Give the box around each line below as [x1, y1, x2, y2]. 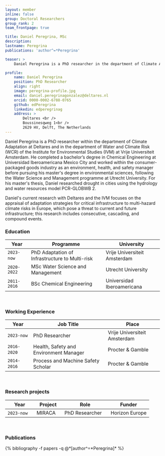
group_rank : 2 [5, 21, 34, 26]
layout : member [5, 7, 36, 12]
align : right [14, 84, 41, 89]
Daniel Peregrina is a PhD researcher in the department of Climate [14, 61, 157, 66]
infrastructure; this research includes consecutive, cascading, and [5, 211, 139, 216]
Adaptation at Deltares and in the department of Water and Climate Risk [5, 143, 150, 150]
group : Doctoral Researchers [5, 16, 65, 21]
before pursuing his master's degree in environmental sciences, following [5, 170, 154, 176]
